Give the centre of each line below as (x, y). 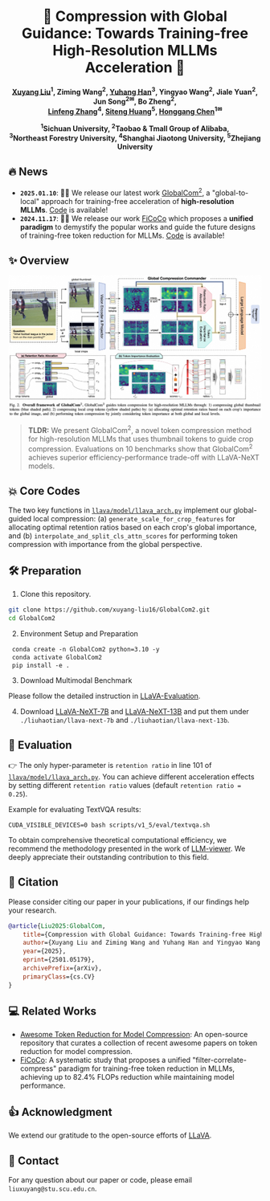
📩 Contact (34, 1160)
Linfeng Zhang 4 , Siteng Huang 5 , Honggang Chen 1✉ (135, 110)
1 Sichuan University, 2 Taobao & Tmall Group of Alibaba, (135, 128)
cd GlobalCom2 (32, 619)
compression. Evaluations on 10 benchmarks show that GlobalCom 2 (140, 448)
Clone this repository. (55, 594)
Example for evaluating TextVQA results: (75, 809)
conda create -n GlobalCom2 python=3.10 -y (86, 650)
